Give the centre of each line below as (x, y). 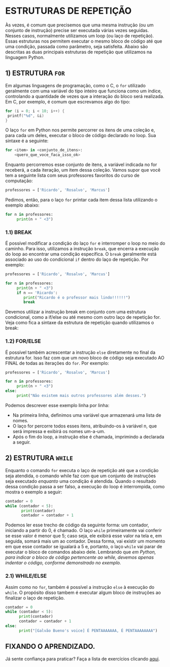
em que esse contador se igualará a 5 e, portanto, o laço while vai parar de (84, 547)
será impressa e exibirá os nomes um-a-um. (59, 431)
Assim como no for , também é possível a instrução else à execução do (80, 587)
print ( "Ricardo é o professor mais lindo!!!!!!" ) (77, 297)
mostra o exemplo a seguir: (34, 492)
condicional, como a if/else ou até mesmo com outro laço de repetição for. (83, 317)
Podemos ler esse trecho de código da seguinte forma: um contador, (77, 525)
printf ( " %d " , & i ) (26, 116)
